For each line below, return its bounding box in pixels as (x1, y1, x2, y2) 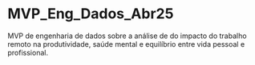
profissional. (7, 48, 49, 57)
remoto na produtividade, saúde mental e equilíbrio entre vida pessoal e (7, 39, 245, 48)
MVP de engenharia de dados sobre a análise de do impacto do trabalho (7, 31, 247, 40)
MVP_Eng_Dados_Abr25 (7, 5, 174, 23)
